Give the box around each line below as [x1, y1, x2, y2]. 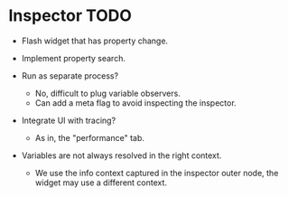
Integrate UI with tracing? [21, 115, 116, 126]
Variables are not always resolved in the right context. [21, 150, 222, 161]
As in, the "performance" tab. [34, 132, 145, 143]
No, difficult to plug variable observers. [34, 88, 181, 98]
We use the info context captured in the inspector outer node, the [34, 167, 279, 178]
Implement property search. [21, 52, 125, 63]
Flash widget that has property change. [21, 35, 169, 46]
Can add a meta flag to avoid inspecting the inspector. [34, 97, 237, 108]
